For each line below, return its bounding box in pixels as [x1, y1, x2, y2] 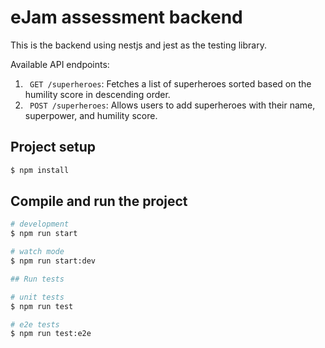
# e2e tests [10, 319, 60, 330]
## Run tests [10, 274, 65, 284]
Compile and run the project [10, 193, 188, 210]
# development [10, 219, 70, 230]
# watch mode [10, 247, 65, 257]
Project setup [10, 139, 97, 156]
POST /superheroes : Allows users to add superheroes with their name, [29, 99, 316, 111]
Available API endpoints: [10, 58, 110, 70]
